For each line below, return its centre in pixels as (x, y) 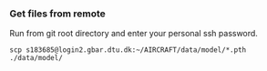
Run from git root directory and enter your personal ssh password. (133, 34)
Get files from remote (58, 14)
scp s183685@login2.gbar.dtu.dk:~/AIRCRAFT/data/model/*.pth (128, 50)
